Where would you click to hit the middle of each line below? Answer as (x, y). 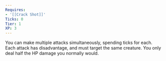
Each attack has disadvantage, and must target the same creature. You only (83, 48)
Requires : (15, 10)
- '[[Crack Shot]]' (25, 14)
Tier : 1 (13, 24)
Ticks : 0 (14, 19)
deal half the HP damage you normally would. (52, 53)
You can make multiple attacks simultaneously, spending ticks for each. (79, 42)
